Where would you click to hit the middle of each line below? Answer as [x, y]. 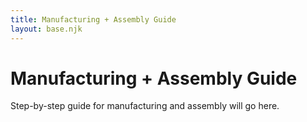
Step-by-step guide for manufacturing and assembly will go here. [145, 106]
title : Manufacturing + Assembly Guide [93, 19]
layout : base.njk [46, 29]
